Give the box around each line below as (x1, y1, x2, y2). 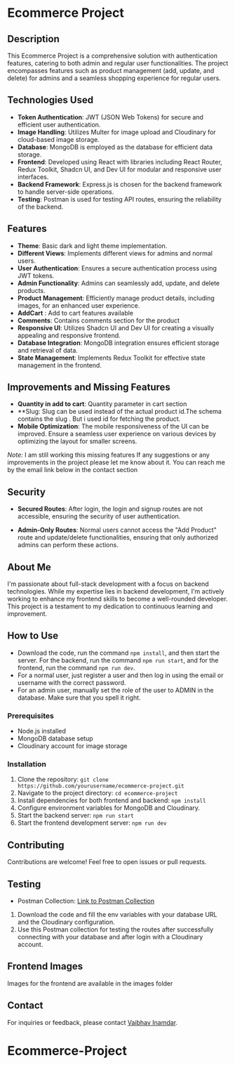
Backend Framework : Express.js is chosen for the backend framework (17, 180, 222, 188)
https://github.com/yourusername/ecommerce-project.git (17, 783, 184, 790)
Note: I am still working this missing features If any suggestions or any (7, 451, 210, 459)
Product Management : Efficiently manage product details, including (17, 294, 215, 302)
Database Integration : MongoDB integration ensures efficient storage (17, 339, 220, 347)
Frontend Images (7, 960, 83, 972)
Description (7, 33, 60, 45)
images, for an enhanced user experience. (17, 301, 140, 310)
